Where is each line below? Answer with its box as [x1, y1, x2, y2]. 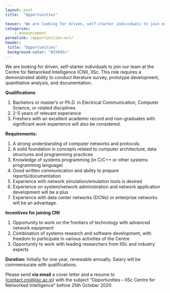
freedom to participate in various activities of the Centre [12, 235, 130, 241]
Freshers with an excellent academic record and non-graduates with [12, 115, 155, 122]
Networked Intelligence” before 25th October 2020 [5, 282, 112, 288]
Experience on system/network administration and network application [12, 184, 160, 190]
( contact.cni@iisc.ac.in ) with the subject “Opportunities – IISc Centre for [5, 277, 155, 283]
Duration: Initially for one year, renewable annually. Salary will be [5, 256, 141, 262]
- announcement [14, 31, 47, 36]
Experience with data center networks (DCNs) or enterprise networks [12, 194, 158, 200]
